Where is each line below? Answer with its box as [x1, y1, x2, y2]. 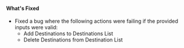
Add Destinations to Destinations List [23, 30, 113, 37]
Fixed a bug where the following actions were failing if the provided [14, 18, 179, 25]
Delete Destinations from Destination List [23, 36, 123, 43]
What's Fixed [6, 5, 40, 12]
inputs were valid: [14, 24, 58, 31]
